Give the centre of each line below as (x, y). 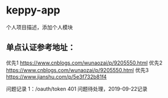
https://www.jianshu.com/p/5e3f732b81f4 (56, 76)
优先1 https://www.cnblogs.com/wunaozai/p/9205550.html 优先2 (84, 63)
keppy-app (33, 10)
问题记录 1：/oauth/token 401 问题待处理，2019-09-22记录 (77, 89)
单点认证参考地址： (41, 48)
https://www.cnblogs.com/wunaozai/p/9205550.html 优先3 (78, 70)
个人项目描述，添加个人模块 (40, 27)
